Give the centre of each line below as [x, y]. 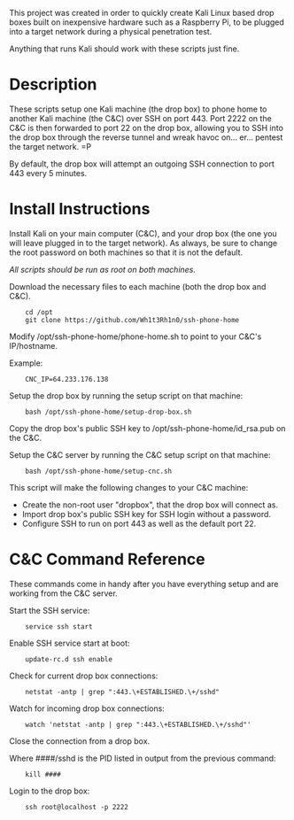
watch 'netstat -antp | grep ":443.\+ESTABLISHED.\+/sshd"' [138, 724]
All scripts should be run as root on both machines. [103, 269]
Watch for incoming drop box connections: [87, 708]
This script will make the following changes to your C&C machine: [129, 487]
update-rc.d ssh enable [69, 659]
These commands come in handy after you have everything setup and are [144, 584]
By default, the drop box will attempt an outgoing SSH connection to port [142, 164]
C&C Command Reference [107, 559]
